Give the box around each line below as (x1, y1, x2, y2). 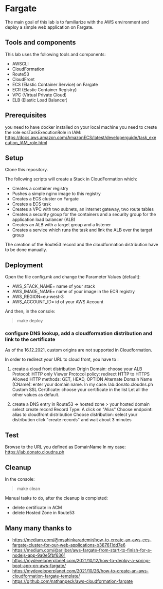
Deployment (5, 261, 43, 269)
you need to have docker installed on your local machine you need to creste (5, 124, 157, 130)
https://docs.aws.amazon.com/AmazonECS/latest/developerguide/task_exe (5, 135, 157, 140)
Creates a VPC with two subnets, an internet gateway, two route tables (12, 206, 154, 212)
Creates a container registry (12, 186, 69, 192)
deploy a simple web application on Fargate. (5, 24, 94, 30)
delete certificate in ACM (12, 505, 62, 510)
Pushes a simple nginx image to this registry (12, 191, 101, 196)
